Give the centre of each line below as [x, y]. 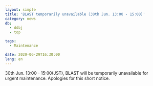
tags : [11, 41]
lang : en [14, 59]
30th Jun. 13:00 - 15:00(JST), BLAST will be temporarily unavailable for [77, 73]
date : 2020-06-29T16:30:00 [33, 54]
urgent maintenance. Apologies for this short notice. [57, 78]
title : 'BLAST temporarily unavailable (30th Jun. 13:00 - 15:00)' [75, 14]
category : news [21, 19]
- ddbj [16, 28]
